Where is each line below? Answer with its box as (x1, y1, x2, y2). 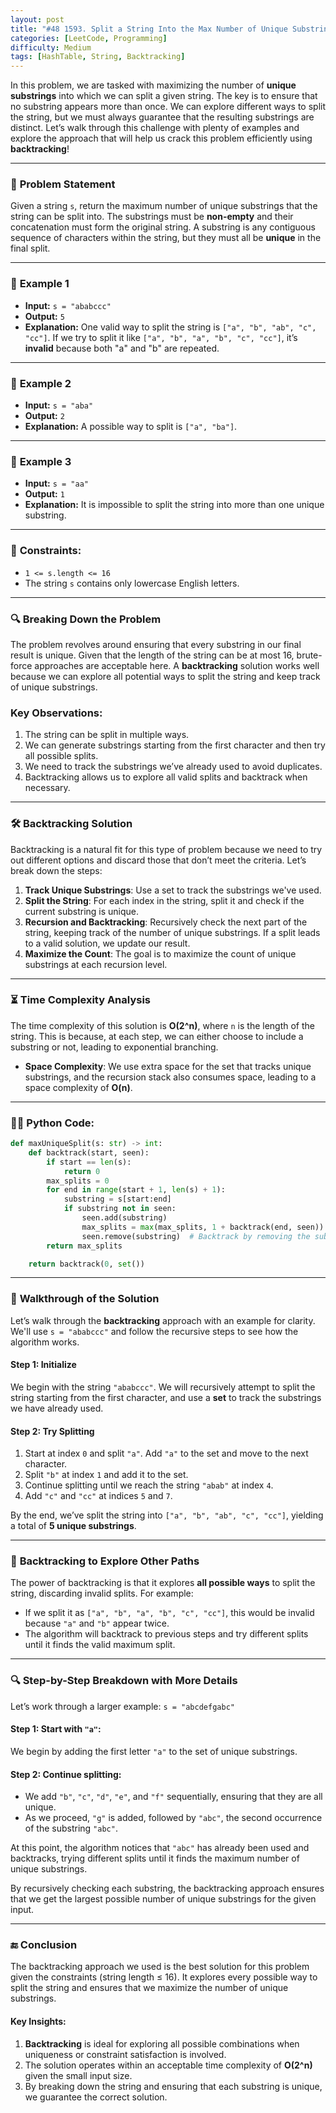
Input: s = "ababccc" (24, 299, 112, 311)
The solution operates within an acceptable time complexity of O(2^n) (24, 2059, 313, 2071)
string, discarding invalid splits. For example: (10, 1587, 194, 1600)
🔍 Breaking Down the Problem (10, 612, 162, 626)
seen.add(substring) (81, 1213, 168, 1223)
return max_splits (46, 1241, 123, 1251)
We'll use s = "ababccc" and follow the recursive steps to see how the (10, 1325, 299, 1337)
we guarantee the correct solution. (24, 2091, 168, 2103)
